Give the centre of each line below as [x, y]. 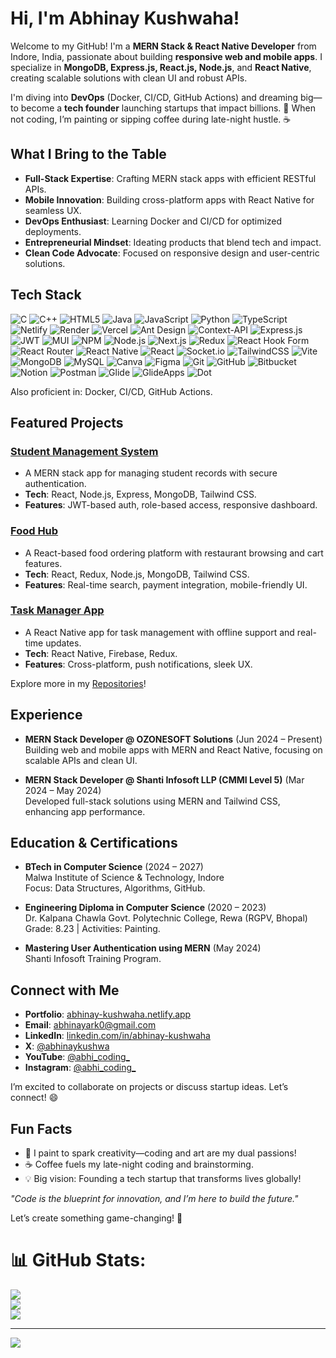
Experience [46, 715]
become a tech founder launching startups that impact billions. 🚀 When [168, 108]
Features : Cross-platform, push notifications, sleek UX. [138, 664]
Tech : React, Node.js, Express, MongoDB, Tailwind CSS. [140, 494]
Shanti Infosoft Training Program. [93, 959]
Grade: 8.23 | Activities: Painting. [92, 929]
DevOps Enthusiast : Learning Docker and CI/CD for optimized [153, 221]
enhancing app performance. [85, 811]
